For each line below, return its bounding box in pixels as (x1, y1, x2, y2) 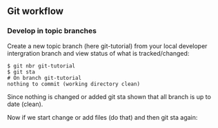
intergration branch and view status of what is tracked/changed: (7, 49, 190, 57)
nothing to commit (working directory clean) (7, 81, 140, 87)
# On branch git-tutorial (7, 74, 81, 81)
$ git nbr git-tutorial (7, 62, 76, 70)
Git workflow (7, 6, 64, 17)
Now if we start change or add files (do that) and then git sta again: (7, 113, 198, 121)
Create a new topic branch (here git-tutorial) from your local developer (7, 41, 208, 50)
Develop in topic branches (7, 26, 97, 36)
